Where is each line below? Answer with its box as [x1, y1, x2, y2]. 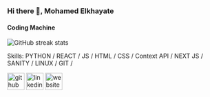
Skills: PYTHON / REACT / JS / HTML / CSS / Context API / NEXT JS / [7, 52, 204, 61]
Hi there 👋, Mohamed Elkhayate [7, 6, 114, 16]
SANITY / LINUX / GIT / [7, 59, 74, 67]
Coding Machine [7, 23, 56, 32]
